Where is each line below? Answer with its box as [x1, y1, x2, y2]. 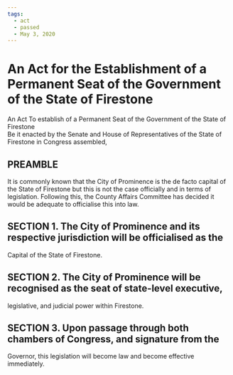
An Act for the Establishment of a [7, 61, 207, 77]
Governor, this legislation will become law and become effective [7, 352, 195, 361]
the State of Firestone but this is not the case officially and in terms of [7, 185, 212, 193]
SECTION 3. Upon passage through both [7, 322, 190, 334]
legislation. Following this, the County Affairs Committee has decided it [7, 192, 215, 200]
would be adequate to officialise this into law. [7, 200, 139, 208]
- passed [13, 24, 40, 31]
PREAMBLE [7, 158, 58, 170]
